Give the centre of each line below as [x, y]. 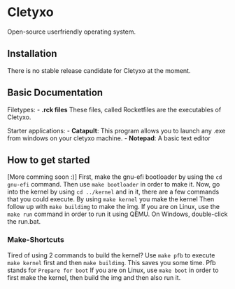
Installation [32, 54]
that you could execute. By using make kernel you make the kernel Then [111, 199]
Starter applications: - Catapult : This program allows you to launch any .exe [116, 130]
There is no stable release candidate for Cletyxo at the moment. [99, 70]
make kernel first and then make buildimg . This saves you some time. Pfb [112, 262]
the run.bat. [24, 222]
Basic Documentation [55, 93]
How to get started [49, 160]
